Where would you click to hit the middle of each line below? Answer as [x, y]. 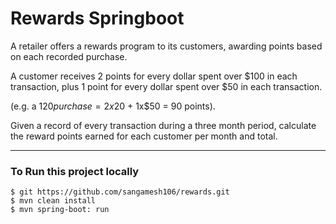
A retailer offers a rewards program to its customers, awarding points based [166, 46]
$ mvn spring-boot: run [60, 210]
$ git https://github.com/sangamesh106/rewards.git [120, 192]
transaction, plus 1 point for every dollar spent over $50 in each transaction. [166, 86]
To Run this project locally [75, 171]
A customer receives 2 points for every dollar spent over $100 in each [154, 76]
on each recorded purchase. [69, 56]
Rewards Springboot [97, 18]
